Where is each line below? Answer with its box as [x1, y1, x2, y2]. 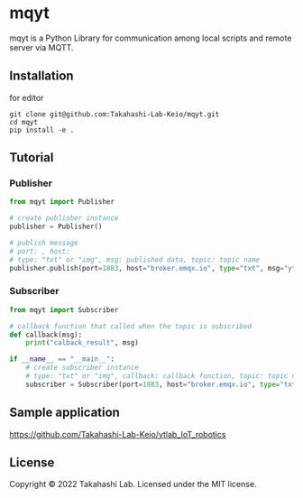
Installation [9, 69, 74, 84]
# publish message [9, 238, 78, 248]
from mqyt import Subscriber [9, 305, 119, 314]
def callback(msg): [9, 330, 83, 339]
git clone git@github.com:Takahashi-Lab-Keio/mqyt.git [9, 109, 220, 119]
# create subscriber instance [25, 364, 140, 373]
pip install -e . [9, 125, 75, 134]
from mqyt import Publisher [9, 198, 115, 207]
